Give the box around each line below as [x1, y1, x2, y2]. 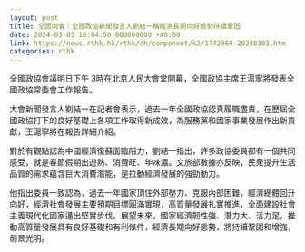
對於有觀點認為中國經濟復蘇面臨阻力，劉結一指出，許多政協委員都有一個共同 [9, 146, 296, 157]
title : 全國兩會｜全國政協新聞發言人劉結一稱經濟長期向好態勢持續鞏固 [9, 22, 241, 31]
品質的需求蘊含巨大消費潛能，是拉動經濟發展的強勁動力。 [9, 169, 224, 179]
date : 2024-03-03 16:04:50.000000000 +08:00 [9, 30, 181, 39]
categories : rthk [9, 47, 75, 56]
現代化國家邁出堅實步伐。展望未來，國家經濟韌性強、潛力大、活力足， [25, 210, 288, 221]
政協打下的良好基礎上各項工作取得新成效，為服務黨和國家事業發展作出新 [16, 115, 288, 126]
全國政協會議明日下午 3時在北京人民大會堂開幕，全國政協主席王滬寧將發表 [9, 73, 288, 84]
